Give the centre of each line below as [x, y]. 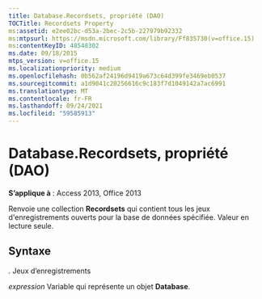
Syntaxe [30, 251]
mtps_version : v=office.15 [54, 61]
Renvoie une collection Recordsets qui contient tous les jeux [109, 208]
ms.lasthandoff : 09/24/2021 [56, 106]
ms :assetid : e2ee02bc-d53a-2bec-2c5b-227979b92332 [95, 31]
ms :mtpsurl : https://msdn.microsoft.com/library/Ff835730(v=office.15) [131, 38]
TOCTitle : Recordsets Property [61, 23]
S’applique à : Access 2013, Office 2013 [75, 193]
